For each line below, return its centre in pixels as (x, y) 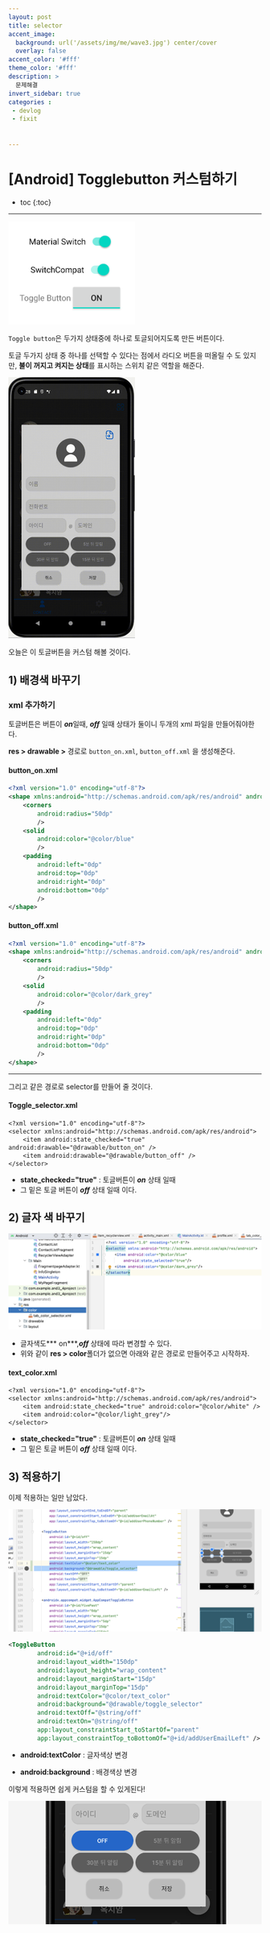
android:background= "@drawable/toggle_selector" (120, 1704)
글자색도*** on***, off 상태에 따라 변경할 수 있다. (96, 1344)
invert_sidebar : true (45, 93)
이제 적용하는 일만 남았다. (48, 1498)
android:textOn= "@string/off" (88, 1721)
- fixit (25, 119)
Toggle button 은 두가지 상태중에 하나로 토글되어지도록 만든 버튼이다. (117, 338)
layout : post (30, 17)
